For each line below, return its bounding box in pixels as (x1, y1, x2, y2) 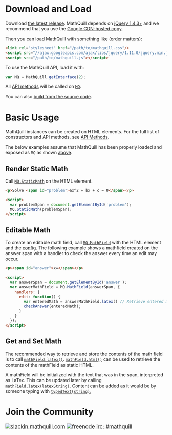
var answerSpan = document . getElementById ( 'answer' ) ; (10, 280, 127, 285)
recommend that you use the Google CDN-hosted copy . (5, 25, 123, 31)
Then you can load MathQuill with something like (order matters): (5, 35, 142, 42)
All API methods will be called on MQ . (5, 83, 81, 90)
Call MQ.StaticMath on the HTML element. (5, 178, 93, 184)
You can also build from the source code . (5, 94, 92, 100)
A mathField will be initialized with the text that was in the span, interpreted (5, 371, 164, 378)
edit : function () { (18, 294, 60, 299)
